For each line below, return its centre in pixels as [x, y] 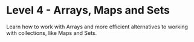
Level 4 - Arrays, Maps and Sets [88, 10]
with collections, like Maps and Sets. [52, 33]
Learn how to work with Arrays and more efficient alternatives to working [97, 27]
